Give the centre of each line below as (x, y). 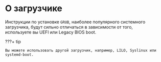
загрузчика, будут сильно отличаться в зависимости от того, (69, 27)
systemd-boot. (20, 54)
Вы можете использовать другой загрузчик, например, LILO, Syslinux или (81, 50)
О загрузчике (34, 8)
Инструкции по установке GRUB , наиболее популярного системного (75, 22)
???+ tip (13, 41)
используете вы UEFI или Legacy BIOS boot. (51, 32)
